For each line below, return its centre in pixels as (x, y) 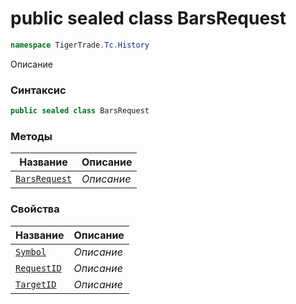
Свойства (35, 209)
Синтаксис (38, 90)
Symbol (31, 251)
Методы (31, 136)
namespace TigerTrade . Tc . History (80, 45)
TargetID (36, 284)
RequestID (38, 268)
